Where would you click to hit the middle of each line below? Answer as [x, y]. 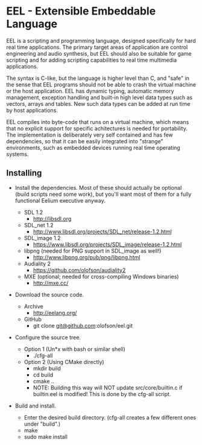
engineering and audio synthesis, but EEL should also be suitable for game [99, 53]
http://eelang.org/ [55, 313]
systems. [17, 154]
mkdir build [47, 368]
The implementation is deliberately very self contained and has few [90, 135]
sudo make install [46, 437]
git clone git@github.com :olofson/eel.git [83, 325]
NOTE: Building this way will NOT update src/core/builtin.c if [108, 388]
